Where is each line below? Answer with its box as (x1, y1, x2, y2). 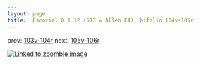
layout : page (7, 10, 46, 17)
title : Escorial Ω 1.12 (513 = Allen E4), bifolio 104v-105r (7, 17, 194, 24)
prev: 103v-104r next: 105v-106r (7, 36, 100, 44)
